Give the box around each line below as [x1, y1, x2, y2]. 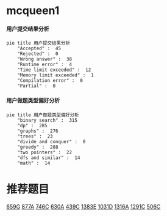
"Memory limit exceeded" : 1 [17, 72, 94, 78]
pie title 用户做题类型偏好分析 [6, 111, 79, 118]
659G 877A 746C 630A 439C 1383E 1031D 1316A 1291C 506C [6, 203, 161, 210]
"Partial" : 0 [17, 83, 56, 89]
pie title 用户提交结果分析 [6, 40, 70, 47]
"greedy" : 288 [17, 144, 59, 150]
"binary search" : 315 [17, 117, 78, 123]
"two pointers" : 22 [17, 149, 72, 155]
